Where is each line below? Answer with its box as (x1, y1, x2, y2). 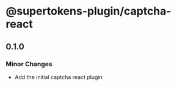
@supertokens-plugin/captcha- (5, 4, 172, 18)
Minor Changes (5, 60, 52, 68)
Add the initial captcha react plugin (14, 73, 103, 80)
